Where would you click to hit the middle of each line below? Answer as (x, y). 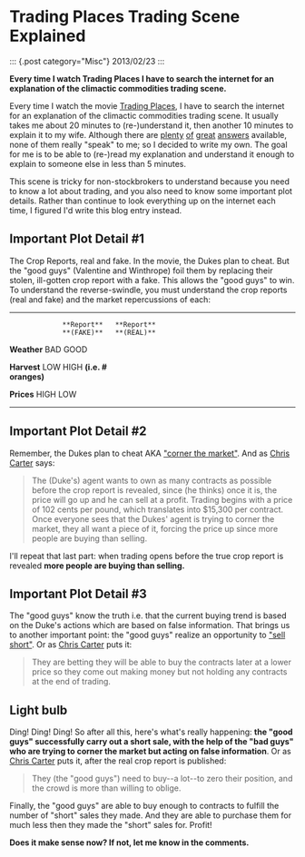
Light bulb (39, 710)
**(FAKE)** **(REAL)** (109, 332)
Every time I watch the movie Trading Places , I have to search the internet (147, 105)
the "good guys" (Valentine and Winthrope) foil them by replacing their (141, 271)
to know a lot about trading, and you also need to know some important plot (151, 191)
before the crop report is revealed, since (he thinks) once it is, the (154, 490)
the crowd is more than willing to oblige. (106, 788)
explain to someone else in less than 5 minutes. (98, 163)
